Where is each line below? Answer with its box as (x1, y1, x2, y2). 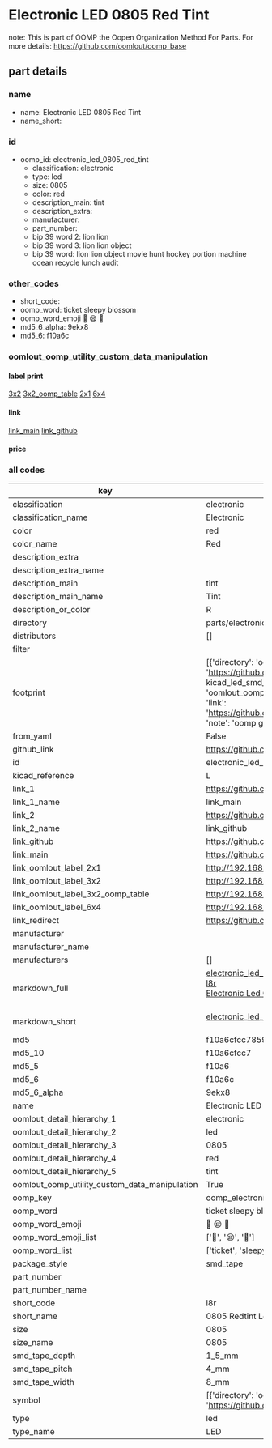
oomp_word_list (12, 1245, 73, 1256)
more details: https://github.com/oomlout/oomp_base (8, 40, 187, 50)
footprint (12, 687, 46, 698)
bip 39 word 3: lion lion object (32, 241, 132, 250)
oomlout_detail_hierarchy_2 (12, 1126, 117, 1138)
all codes (8, 464, 45, 475)
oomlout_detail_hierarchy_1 (12, 1114, 117, 1125)
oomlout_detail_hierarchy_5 (12, 1166, 117, 1178)
